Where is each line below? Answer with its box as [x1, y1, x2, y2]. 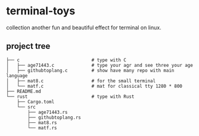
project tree [6, 41, 51, 51]
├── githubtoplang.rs [27, 115, 82, 120]
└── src [17, 104, 36, 110]
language [6, 73, 28, 79]
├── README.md [6, 88, 42, 94]
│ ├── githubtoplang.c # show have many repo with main [6, 67, 175, 73]
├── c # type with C [6, 57, 127, 63]
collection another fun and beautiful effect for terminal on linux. [6, 24, 162, 31]
